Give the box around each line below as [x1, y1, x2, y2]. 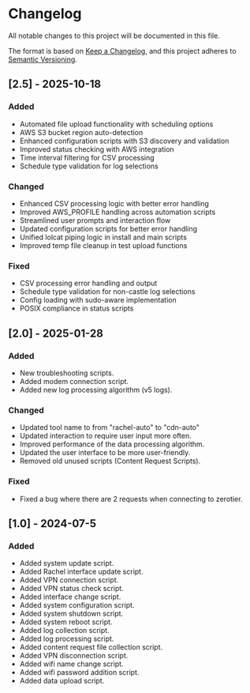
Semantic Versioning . [8, 55, 77, 64]
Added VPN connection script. [19, 575, 119, 585]
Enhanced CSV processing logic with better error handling [19, 198, 209, 208]
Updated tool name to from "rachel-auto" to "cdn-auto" [19, 423, 200, 432]
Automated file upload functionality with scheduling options [19, 119, 214, 129]
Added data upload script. [19, 676, 105, 686]
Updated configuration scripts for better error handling [19, 224, 198, 233]
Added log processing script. [19, 634, 114, 644]
